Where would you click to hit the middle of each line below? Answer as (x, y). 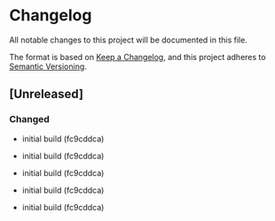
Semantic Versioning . (48, 66)
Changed (30, 119)
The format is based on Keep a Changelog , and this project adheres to (137, 57)
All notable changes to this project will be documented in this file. (129, 40)
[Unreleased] (47, 94)
